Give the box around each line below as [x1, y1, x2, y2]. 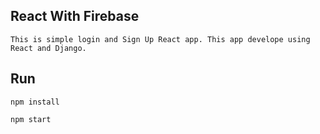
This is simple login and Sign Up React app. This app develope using [10, 34, 311, 44]
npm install [10, 97, 60, 107]
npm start [10, 114, 52, 124]
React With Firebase [10, 8, 140, 25]
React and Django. [10, 43, 87, 53]
